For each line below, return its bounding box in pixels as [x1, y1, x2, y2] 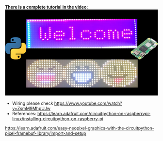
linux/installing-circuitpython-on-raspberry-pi [12, 116, 103, 122]
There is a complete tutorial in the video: [5, 4, 88, 10]
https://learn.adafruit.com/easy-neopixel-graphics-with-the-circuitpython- [5, 125, 154, 131]
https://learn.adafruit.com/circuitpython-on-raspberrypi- [37, 110, 151, 116]
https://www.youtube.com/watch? [54, 100, 122, 106]
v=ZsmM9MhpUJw [12, 105, 51, 111]
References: [12, 110, 36, 116]
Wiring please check [12, 100, 53, 106]
